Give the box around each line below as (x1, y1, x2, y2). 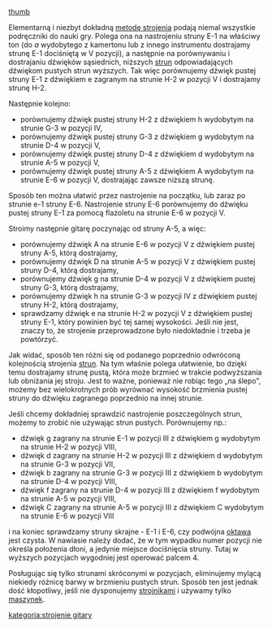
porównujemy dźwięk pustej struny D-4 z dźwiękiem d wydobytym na (19, 149, 254, 158)
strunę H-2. (8, 83, 47, 93)
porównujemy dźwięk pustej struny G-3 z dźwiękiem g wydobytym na (19, 132, 254, 141)
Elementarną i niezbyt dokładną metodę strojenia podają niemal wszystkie (8, 23, 256, 32)
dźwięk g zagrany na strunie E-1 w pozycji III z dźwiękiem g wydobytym (19, 434, 261, 443)
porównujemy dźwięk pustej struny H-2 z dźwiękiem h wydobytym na (19, 115, 254, 124)
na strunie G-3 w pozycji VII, (19, 459, 115, 469)
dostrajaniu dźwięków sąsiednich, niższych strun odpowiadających (8, 57, 233, 67)
